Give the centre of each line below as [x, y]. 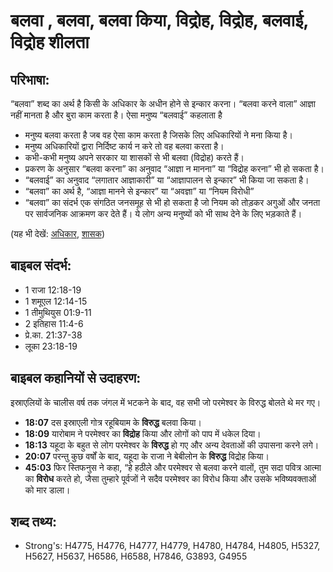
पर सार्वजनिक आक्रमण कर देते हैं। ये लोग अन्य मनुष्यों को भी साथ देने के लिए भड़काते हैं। [163, 213]
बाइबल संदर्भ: [41, 265]
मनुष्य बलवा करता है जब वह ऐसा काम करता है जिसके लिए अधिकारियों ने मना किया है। [158, 135]
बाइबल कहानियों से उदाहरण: [76, 378]
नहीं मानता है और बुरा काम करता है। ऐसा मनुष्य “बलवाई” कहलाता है [116, 115]
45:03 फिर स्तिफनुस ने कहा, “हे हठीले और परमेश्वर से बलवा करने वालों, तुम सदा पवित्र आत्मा [173, 467]
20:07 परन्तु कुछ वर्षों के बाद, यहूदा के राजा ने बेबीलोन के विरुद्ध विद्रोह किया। [147, 456]
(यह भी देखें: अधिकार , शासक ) [58, 233]
